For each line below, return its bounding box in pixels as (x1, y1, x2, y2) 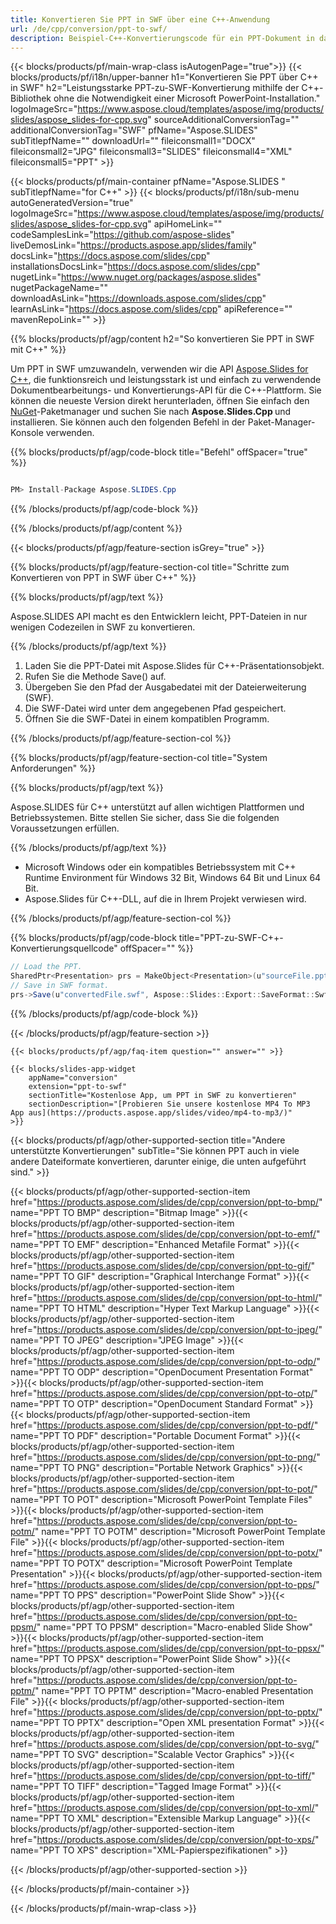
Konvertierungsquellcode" (10, 942, 118, 955)
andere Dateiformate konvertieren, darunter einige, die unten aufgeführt (10, 1155, 307, 1167)
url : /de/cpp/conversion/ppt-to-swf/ (10, 24, 168, 34)
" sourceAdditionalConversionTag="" (147, 114, 300, 126)
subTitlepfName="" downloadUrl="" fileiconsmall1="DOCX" (10, 135, 256, 147)
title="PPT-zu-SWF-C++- (178, 932, 284, 944)
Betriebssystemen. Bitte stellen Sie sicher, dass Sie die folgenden (10, 812, 280, 824)
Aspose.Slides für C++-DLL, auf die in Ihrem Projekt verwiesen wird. (24, 893, 307, 905)
